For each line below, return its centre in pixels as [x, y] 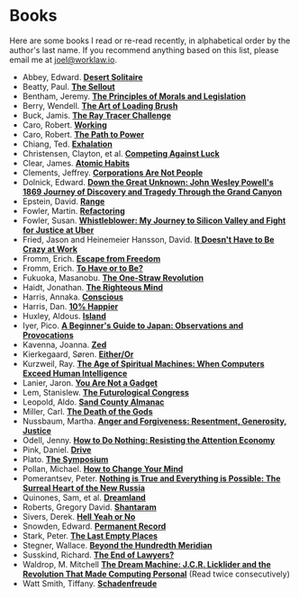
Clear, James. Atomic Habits [76, 163]
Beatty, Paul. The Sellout [68, 86]
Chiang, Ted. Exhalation [67, 144]
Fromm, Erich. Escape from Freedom [91, 258]
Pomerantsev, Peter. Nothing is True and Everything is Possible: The [151, 478]
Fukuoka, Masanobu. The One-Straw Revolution [113, 277]
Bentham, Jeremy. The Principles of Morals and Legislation [134, 96]
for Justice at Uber [58, 229]
